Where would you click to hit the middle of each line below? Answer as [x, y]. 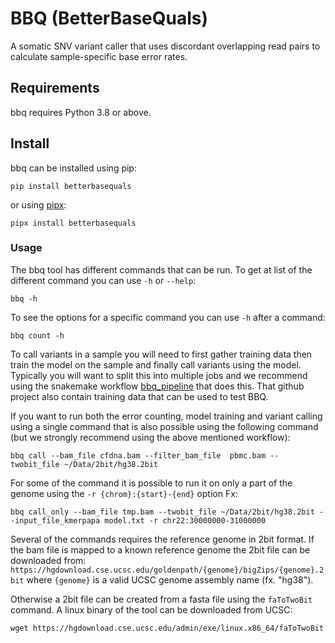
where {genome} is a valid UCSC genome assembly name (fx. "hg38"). [170, 579]
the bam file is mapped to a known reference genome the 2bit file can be [160, 549]
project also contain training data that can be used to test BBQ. [139, 396]
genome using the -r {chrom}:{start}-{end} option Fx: [124, 493]
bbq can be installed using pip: [73, 168]
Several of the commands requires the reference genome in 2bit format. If [162, 539]
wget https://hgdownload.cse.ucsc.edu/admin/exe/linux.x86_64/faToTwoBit [167, 628]
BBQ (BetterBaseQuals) [109, 18]
